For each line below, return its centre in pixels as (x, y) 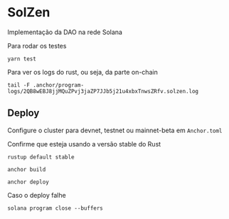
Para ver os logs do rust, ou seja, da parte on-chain (82, 72)
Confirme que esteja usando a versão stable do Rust (84, 144)
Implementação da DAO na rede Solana (65, 32)
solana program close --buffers (55, 208)
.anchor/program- (58, 85)
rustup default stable (41, 157)
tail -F (19, 85)
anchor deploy (28, 182)
